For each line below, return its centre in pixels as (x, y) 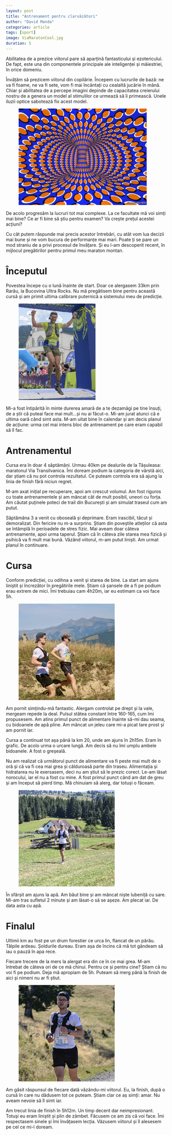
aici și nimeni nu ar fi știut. (33, 978)
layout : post (20, 11)
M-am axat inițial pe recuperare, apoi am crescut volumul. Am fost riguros (84, 491)
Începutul (27, 271)
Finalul (20, 926)
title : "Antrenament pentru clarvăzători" (52, 16)
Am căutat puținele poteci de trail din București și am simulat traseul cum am (87, 502)
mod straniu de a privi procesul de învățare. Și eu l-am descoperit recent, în (85, 245)
